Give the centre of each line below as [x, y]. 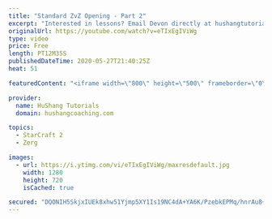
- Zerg [27, 143]
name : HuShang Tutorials [57, 105]
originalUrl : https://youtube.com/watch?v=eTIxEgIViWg [103, 31]
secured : [23, 202]
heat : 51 [23, 69]
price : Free [28, 46]
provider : [25, 98]
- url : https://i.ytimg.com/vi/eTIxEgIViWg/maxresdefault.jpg [123, 165]
